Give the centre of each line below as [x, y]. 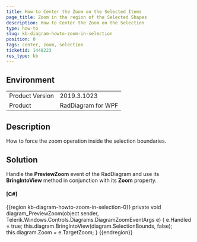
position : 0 [21, 39]
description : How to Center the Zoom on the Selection [75, 23]
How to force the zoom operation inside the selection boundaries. [86, 141]
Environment [31, 80]
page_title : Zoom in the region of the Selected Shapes [77, 17]
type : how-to [22, 28]
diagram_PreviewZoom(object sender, [53, 213]
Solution [22, 160]
